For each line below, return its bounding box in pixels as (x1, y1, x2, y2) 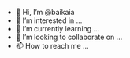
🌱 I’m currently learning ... (15, 24, 100, 33)
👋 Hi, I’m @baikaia (15, 8, 75, 16)
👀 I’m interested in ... (15, 16, 83, 25)
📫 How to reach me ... (15, 42, 89, 50)
